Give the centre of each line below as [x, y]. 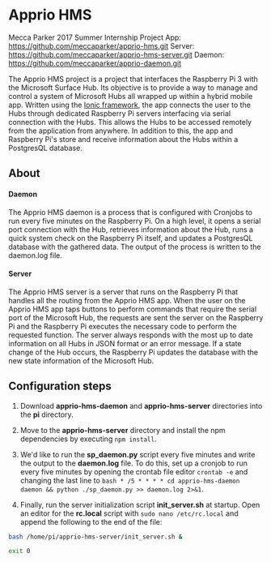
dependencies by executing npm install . [88, 439]
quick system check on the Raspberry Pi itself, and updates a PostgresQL [131, 238]
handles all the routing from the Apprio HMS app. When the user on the [127, 300]
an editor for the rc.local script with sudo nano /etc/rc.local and [129, 513]
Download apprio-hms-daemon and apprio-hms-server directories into [141, 405]
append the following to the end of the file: [91, 521]
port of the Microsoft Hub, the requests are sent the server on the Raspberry [136, 317]
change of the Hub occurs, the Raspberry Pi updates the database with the [133, 352]
